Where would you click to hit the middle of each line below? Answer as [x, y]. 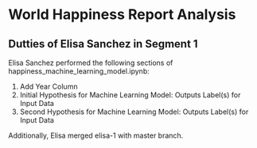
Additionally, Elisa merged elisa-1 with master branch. [96, 135]
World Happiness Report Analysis [122, 15]
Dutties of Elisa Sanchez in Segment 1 [103, 44]
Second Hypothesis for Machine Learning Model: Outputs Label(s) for [134, 112]
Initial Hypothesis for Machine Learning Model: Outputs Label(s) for [130, 95]
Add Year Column [49, 86]
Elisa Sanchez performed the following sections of [91, 63]
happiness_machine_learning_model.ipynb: [79, 71]
